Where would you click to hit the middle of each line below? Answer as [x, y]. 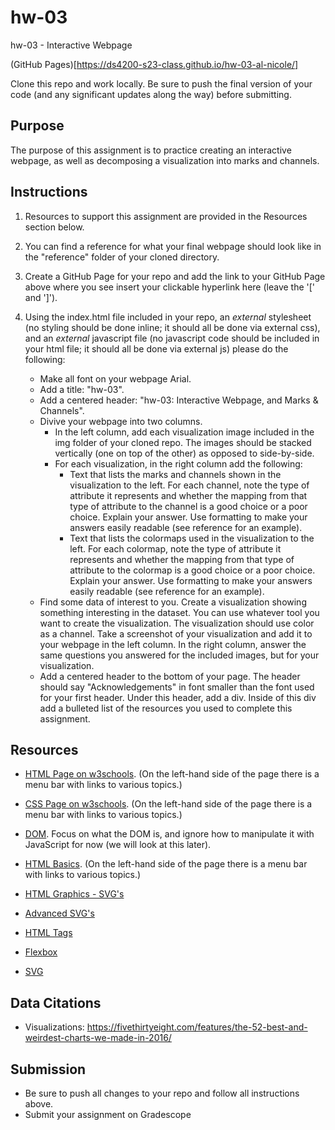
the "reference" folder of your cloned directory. [122, 257]
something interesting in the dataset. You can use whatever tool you [179, 612]
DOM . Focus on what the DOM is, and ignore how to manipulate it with [169, 834]
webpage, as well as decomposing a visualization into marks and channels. [165, 160]
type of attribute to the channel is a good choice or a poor [188, 506]
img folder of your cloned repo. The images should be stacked [183, 442]
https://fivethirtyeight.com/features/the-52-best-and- [197, 1027]
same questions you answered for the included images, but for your [179, 655]
